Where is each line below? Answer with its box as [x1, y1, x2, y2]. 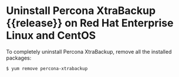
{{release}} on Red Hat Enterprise [6, 16, 174, 30]
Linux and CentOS [6, 29, 96, 42]
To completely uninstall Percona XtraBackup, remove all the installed [6, 48, 172, 55]
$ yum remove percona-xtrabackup [6, 65, 88, 71]
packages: [6, 54, 32, 61]
